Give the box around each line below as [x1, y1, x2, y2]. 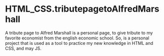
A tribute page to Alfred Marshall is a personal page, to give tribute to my [5, 30, 153, 36]
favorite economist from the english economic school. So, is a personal [5, 35, 149, 41]
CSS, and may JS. [5, 45, 42, 51]
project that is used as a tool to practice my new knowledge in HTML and [5, 40, 154, 46]
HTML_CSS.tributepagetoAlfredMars [5, 3, 160, 15]
